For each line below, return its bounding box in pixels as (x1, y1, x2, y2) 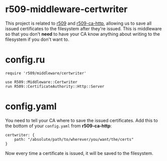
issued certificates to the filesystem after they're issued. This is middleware (5, 25, 162, 31)
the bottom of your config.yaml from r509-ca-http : (5, 123, 112, 129)
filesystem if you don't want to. (5, 36, 69, 42)
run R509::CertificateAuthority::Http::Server (5, 84, 105, 89)
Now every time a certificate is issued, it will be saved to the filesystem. (5, 150, 153, 156)
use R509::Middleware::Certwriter (5, 79, 78, 84)
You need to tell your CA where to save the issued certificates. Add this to (5, 117, 158, 123)
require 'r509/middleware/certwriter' (5, 71, 87, 76)
